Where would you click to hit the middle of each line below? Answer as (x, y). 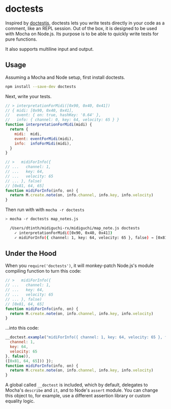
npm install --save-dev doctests (41, 86)
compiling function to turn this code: (43, 271)
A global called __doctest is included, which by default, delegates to (77, 385)
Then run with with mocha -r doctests (45, 210)
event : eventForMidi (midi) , (44, 139)
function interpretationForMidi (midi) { (49, 125)
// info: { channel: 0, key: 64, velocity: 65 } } (62, 120)
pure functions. (21, 39)
